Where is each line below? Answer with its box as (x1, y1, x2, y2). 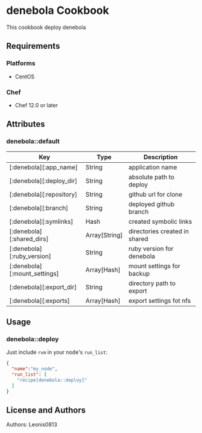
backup (128, 269, 150, 277)
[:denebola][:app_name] (9, 163, 78, 171)
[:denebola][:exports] (9, 296, 70, 305)
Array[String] (85, 230, 123, 239)
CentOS (14, 73, 35, 80)
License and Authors (6, 405, 86, 415)
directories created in (128, 227, 189, 235)
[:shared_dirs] (9, 235, 49, 243)
